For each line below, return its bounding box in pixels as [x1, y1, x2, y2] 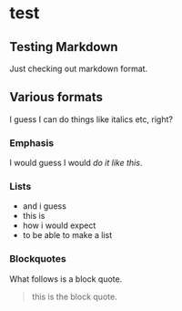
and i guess [22, 201, 66, 212]
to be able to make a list [22, 230, 113, 241]
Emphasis [9, 136, 55, 149]
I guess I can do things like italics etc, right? [9, 113, 173, 125]
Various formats [9, 89, 103, 105]
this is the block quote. [31, 291, 117, 302]
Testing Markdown [9, 39, 118, 55]
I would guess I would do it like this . [9, 158, 143, 169]
